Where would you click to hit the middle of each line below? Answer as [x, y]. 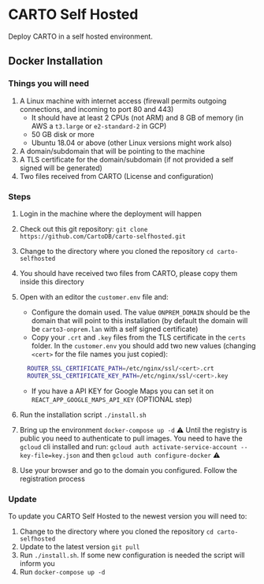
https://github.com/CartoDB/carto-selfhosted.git [103, 236]
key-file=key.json [50, 456]
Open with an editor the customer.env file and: [94, 296]
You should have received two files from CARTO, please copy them [128, 273]
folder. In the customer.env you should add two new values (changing [143, 345]
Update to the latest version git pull [80, 546]
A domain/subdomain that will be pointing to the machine [112, 151]
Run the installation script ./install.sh [83, 415]
